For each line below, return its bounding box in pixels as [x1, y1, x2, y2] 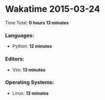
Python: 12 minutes [12, 43, 52, 49]
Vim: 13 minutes [12, 67, 46, 72]
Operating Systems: [5, 79, 54, 86]
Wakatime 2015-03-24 [5, 3, 100, 15]
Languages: [5, 32, 35, 39]
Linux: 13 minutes [12, 90, 49, 96]
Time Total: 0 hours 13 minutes [5, 20, 69, 26]
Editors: [5, 56, 25, 63]
